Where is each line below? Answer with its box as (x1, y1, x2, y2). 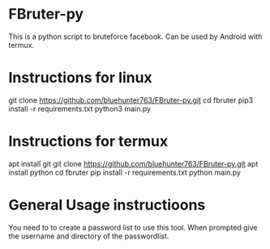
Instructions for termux (8, 133, 169, 150)
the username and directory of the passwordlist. (8, 231, 169, 241)
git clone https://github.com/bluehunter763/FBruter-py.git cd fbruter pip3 (8, 95, 254, 105)
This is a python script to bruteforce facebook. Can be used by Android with (8, 32, 263, 41)
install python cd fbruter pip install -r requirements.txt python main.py (8, 167, 242, 177)
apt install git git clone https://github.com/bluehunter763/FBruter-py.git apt (8, 158, 259, 168)
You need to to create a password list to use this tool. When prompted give (8, 222, 258, 232)
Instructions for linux (8, 69, 152, 87)
